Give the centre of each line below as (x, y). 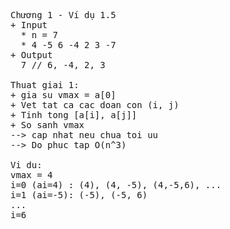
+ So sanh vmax (47, 125)
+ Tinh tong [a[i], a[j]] (74, 115)
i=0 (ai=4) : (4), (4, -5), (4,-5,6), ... (116, 185)
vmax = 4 (31, 175)
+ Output (31, 55)
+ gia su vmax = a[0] (63, 95)
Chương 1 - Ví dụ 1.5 (63, 15)
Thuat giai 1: (45, 85)
